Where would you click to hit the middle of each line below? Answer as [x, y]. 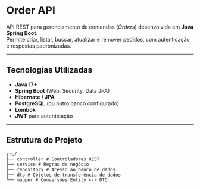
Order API [31, 10]
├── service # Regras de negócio [48, 164]
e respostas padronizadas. [39, 46]
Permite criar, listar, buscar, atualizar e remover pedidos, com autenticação [98, 39]
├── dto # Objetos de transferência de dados [63, 175]
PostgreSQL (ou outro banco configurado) [67, 103]
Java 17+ [26, 84]
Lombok [25, 109]
